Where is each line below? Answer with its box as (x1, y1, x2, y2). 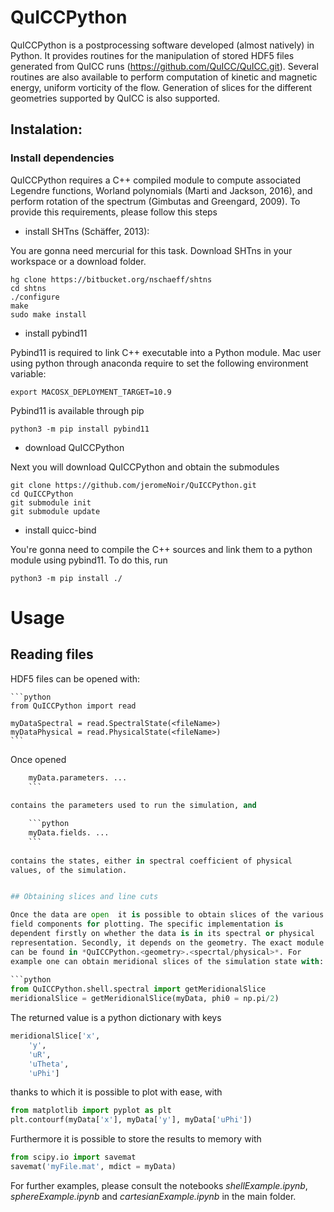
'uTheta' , (28, 1059, 70, 1069)
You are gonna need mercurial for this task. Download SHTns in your (10, 244, 293, 256)
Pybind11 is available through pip (10, 404, 145, 416)
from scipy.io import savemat (10, 1152, 137, 1163)
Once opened (10, 753, 67, 765)
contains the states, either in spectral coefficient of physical (10, 856, 293, 866)
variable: (10, 367, 47, 380)
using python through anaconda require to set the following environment (10, 357, 309, 369)
